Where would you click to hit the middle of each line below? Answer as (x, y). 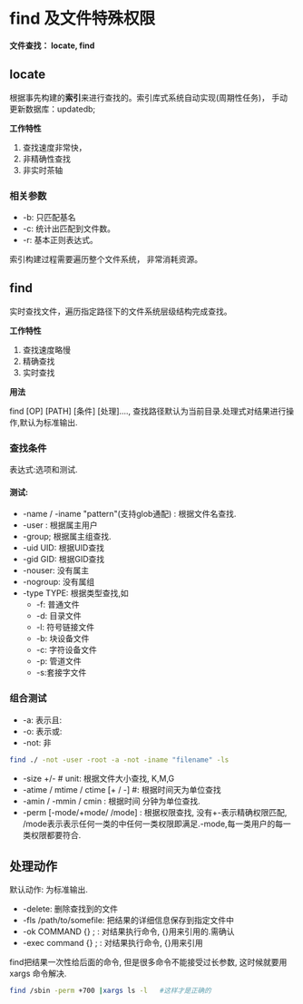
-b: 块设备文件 (63, 638)
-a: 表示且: (42, 720)
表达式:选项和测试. (44, 470)
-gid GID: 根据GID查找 (64, 560)
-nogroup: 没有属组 (59, 582)
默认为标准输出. (49, 422)
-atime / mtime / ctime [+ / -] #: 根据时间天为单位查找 (122, 789)
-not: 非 (37, 742)
